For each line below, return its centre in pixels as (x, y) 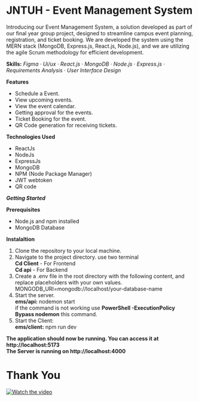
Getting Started (26, 198)
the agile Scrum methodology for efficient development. (75, 52)
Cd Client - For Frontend (45, 263)
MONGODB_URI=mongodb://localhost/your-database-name (88, 289)
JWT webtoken (33, 180)
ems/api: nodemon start (45, 301)
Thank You (33, 376)
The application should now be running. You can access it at (82, 338)
